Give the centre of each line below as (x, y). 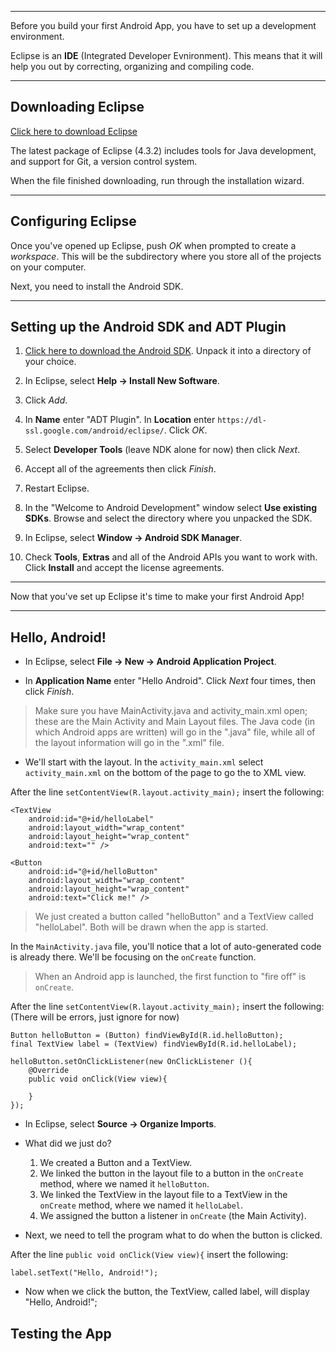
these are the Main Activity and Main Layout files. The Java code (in (175, 722)
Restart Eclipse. (57, 488)
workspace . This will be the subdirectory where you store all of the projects (166, 256)
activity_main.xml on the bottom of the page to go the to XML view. (165, 773)
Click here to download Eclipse (74, 131)
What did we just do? (68, 1143)
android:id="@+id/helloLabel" (91, 819)
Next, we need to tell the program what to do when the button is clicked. (173, 1235)
